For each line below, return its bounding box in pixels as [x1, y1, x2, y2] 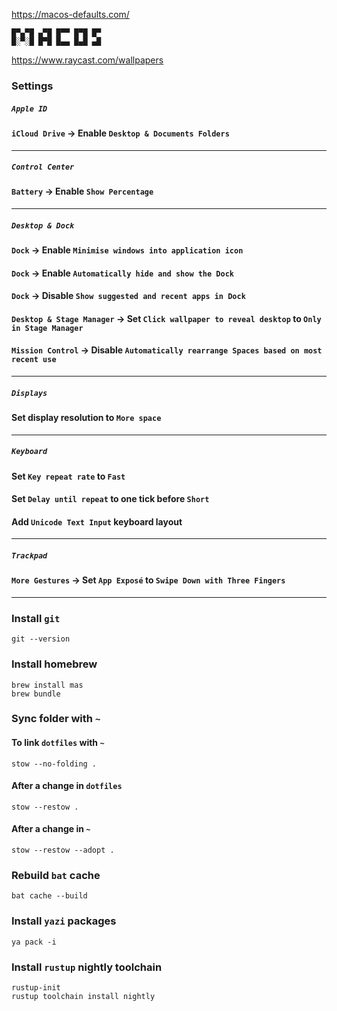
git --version [11, 634, 71, 644]
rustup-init [11, 982, 61, 993]
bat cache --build [11, 891, 88, 901]
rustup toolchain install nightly [11, 991, 156, 1001]
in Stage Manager [11, 323, 84, 333]
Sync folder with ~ [11, 712, 101, 726]
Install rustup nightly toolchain [11, 960, 163, 974]
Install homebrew [11, 657, 98, 671]
